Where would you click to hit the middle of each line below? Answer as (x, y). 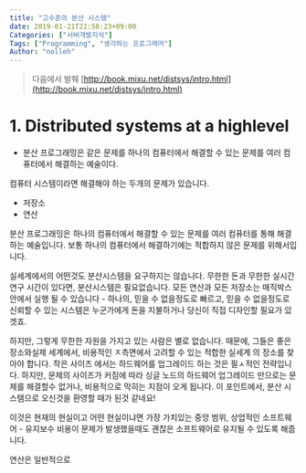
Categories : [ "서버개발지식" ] (61, 35)
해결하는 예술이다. (86, 164)
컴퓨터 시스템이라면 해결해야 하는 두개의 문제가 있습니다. (110, 184)
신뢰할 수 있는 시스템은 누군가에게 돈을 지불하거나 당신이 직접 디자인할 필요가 (146, 310)
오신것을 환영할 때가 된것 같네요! (98, 398)
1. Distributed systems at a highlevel (149, 126)
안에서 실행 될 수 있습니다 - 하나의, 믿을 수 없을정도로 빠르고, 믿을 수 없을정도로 (150, 299)
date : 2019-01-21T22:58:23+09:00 (73, 26)
